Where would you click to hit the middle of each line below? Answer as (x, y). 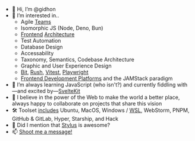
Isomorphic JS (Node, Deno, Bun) (62, 28)
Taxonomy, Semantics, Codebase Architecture (78, 60)
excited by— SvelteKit (54, 91)
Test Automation (41, 41)
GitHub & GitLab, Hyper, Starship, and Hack (65, 119)
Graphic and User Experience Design (66, 66)
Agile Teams (36, 22)
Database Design (42, 47)
